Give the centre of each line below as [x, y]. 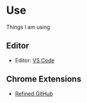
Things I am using [28, 27]
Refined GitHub [34, 93]
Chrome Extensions [44, 79]
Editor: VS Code [35, 60]
